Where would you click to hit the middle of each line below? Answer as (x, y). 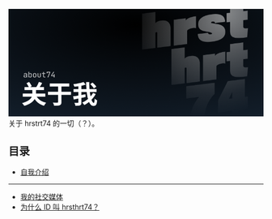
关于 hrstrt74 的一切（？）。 (54, 123)
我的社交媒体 (41, 197)
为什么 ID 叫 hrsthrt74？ (59, 207)
